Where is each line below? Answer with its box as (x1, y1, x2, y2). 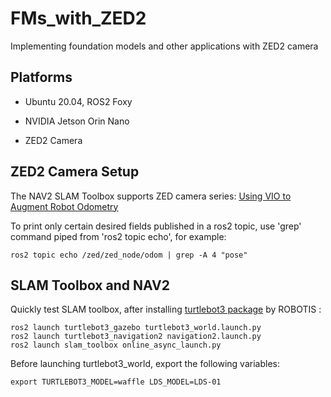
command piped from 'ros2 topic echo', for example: (10, 230, 227, 242)
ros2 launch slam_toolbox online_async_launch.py (10, 340, 222, 351)
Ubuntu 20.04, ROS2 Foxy (24, 95, 133, 107)
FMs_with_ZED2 (10, 7, 147, 30)
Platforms (10, 69, 73, 86)
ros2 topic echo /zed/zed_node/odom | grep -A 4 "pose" (10, 250, 248, 260)
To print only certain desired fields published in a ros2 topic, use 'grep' (10, 220, 302, 232)
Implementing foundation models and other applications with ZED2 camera (10, 40, 319, 52)
